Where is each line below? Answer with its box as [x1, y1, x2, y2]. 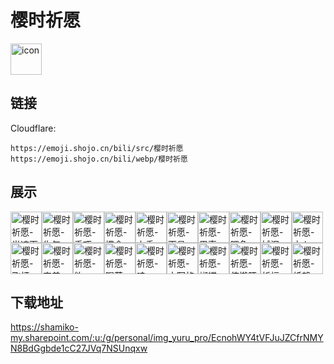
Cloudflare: [10, 122, 57, 134]
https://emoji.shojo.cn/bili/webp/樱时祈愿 [10, 154, 188, 164]
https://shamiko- [10, 321, 79, 333]
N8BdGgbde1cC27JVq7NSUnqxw [10, 342, 148, 355]
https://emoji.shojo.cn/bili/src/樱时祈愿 [10, 143, 184, 153]
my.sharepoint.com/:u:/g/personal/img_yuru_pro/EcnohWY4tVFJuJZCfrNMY [10, 332, 324, 344]
